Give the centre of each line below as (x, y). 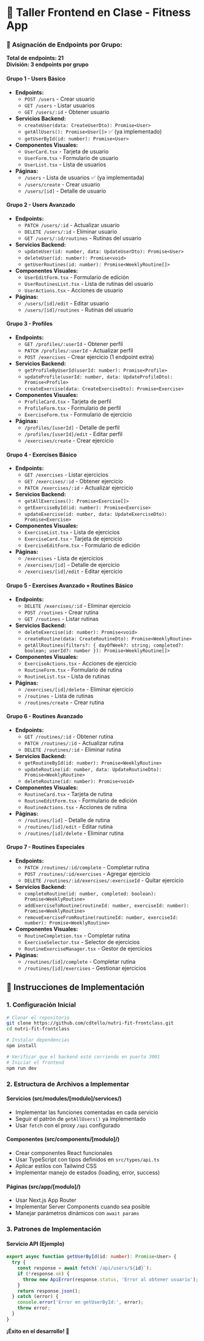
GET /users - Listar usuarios (59, 105)
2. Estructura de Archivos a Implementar (68, 1084)
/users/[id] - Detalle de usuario (65, 191)
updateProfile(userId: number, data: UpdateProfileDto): (99, 377)
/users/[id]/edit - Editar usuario (66, 303)
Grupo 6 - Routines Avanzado (45, 717)
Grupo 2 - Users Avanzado (41, 205)
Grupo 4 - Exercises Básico (42, 455)
